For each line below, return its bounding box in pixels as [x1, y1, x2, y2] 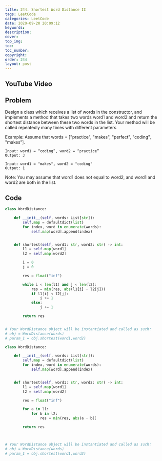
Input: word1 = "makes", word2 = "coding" [5, 161, 93, 166]
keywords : [5, 25, 25, 30]
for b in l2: [31, 411, 58, 416]
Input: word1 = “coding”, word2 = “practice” [5, 149, 99, 154]
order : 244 [5, 57, 27, 62]
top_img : [5, 39, 23, 44]
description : [5, 30, 32, 35]
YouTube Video [5, 80, 53, 88]
